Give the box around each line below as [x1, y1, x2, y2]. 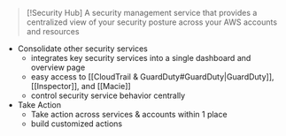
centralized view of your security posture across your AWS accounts [26, 17, 277, 27]
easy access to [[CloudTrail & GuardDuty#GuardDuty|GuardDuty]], [30, 72, 274, 82]
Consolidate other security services [17, 43, 148, 54]
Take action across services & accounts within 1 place [30, 110, 228, 119]
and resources [26, 26, 80, 36]
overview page [30, 62, 86, 72]
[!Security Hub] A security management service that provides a [26, 8, 258, 18]
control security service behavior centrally [30, 90, 186, 101]
